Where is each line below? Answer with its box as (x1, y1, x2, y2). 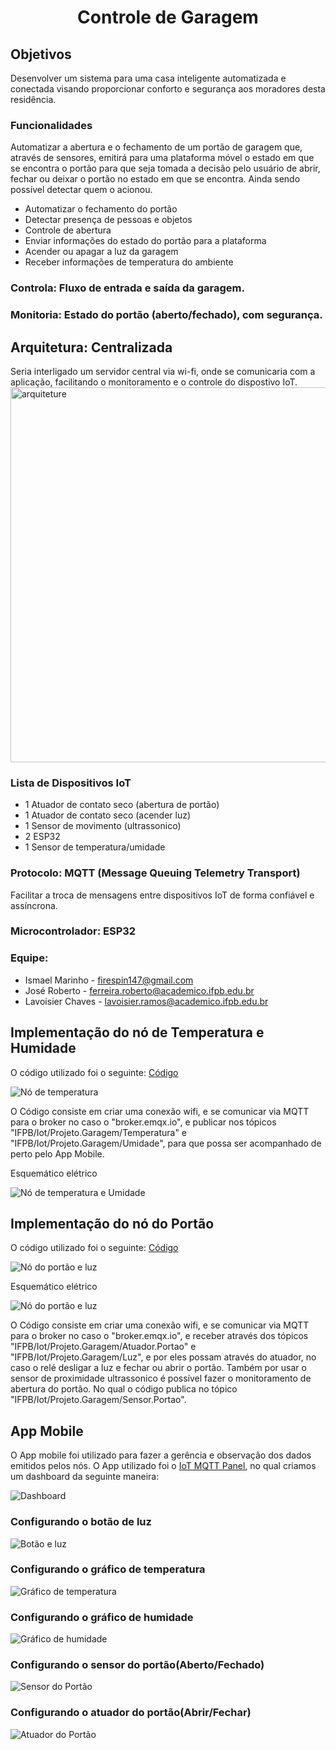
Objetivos (10, 46, 72, 63)
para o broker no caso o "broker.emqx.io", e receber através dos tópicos (10, 1330, 309, 1342)
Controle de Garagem (77, 6, 259, 29)
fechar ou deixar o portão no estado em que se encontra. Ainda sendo (10, 173, 301, 185)
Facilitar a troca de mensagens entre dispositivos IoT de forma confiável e (10, 889, 315, 901)
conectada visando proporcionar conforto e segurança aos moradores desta (10, 83, 326, 95)
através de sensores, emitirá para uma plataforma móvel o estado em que (10, 152, 315, 164)
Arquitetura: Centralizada (10, 339, 173, 356)
